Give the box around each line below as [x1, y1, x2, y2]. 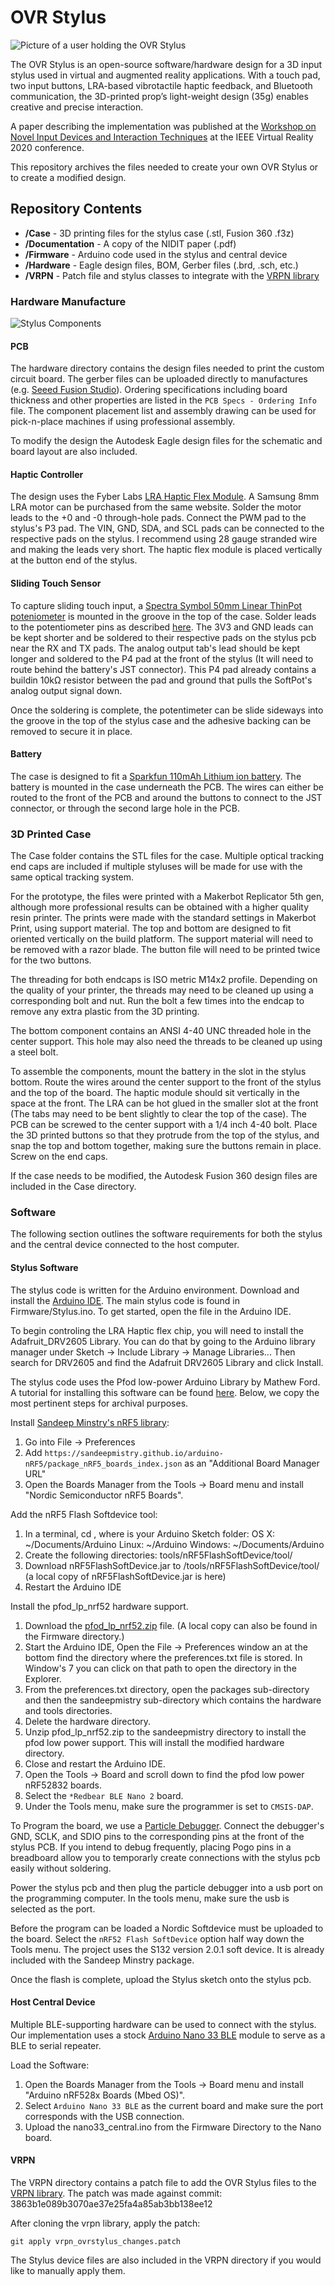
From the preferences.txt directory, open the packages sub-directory [24, 1683, 310, 1695]
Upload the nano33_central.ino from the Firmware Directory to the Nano [24, 2121, 322, 2133]
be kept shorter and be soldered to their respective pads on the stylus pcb [10, 631, 317, 643]
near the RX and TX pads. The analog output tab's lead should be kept [10, 642, 301, 654]
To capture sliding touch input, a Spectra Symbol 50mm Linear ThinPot [10, 599, 303, 611]
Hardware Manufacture [10, 294, 127, 308]
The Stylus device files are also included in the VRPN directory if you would [10, 2254, 322, 2266]
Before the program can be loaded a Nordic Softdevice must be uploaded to [10, 1922, 324, 1934]
